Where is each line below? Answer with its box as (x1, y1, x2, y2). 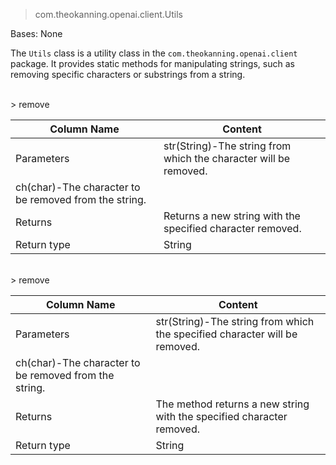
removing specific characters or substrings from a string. (10, 69, 246, 80)
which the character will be (163, 152, 291, 165)
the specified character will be (155, 327, 298, 341)
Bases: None (10, 28, 63, 39)
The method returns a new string (155, 397, 310, 411)
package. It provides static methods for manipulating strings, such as (10, 58, 295, 69)
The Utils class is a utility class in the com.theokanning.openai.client (10, 47, 298, 59)
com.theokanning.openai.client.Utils (34, 9, 183, 20)
